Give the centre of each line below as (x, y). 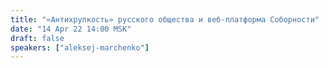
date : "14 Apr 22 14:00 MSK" (71, 29)
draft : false (37, 38)
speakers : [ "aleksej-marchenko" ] (80, 47)
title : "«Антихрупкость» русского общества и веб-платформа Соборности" (165, 19)
